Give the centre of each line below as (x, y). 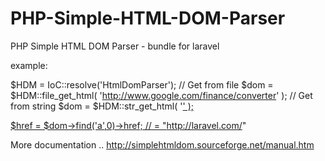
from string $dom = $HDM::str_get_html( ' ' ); (102, 106)
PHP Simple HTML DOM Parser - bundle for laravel (115, 46)
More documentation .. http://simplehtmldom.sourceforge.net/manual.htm (162, 144)
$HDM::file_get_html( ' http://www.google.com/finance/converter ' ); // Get (161, 95)
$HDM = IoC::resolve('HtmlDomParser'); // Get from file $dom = (142, 84)
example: (29, 65)
